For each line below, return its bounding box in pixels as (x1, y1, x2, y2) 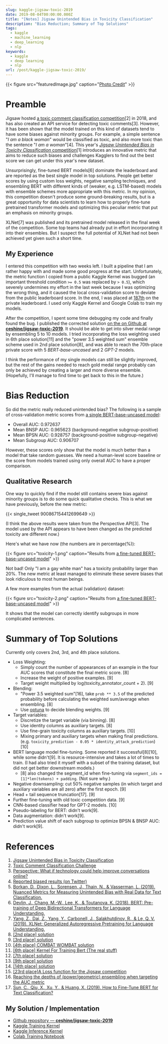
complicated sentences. (5, 616, 55, 622)
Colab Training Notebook (12, 1034, 64, 1040)
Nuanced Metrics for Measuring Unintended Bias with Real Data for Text (12, 889, 162, 895)
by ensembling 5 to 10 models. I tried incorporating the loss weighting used (5, 331, 160, 337)
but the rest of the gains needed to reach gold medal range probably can (5, 362, 156, 368)
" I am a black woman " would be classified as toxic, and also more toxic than (5, 136, 163, 142)
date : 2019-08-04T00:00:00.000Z (5, 12, 73, 17)
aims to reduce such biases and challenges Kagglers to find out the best (5, 152, 154, 158)
